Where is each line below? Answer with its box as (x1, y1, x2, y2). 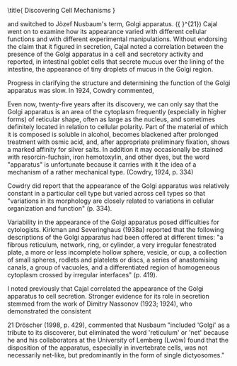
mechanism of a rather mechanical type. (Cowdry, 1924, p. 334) (7, 168, 194, 176)
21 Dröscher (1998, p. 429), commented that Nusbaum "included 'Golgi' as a (7, 321, 230, 329)
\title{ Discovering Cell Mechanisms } (7, 6, 115, 14)
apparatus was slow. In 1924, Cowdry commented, (7, 87, 154, 94)
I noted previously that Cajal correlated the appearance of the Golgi (7, 284, 204, 293)
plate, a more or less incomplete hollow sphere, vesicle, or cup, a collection (7, 248, 227, 256)
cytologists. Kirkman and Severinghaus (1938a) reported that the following (7, 226, 224, 233)
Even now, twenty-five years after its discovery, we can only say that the (7, 100, 219, 109)
